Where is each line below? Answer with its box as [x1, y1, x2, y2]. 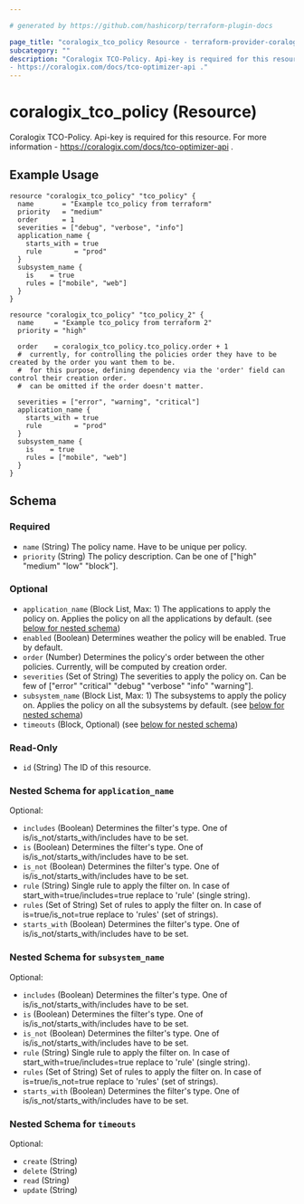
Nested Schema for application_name [9, 785, 175, 798]
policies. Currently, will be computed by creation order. [22, 661, 228, 672]
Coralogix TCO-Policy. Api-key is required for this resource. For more [9, 132, 267, 143]
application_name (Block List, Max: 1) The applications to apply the [22, 603, 271, 614]
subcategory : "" [9, 46, 71, 55]
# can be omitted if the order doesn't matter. [17, 381, 204, 390]
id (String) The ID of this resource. [22, 762, 152, 773]
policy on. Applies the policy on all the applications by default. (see [22, 613, 272, 624]
